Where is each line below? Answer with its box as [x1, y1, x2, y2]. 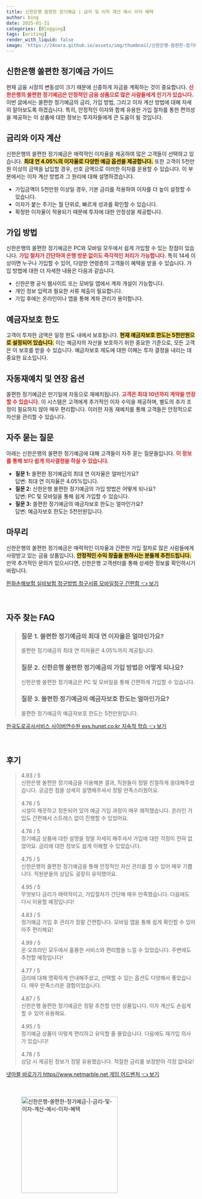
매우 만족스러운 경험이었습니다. [29, 981, 102, 989]
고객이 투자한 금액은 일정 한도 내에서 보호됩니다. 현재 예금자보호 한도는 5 [6, 332, 176, 339]
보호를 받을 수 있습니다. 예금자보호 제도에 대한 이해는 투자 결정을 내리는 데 [19, 347, 192, 354]
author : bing [6, 14, 39, 20]
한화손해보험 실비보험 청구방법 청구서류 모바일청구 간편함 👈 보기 [6, 579, 159, 587]
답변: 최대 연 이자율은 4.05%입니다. [14, 477, 99, 485]
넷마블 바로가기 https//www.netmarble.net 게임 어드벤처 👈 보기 [6, 1071, 159, 1078]
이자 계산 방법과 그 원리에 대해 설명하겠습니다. [26, 172, 135, 180]
